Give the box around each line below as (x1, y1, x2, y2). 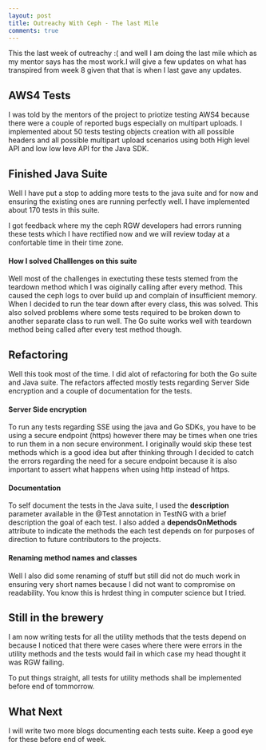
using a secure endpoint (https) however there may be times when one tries (8, 431, 258, 441)
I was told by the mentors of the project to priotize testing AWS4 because (8, 110, 250, 120)
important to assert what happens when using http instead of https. (8, 465, 230, 474)
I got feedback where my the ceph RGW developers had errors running (8, 221, 242, 230)
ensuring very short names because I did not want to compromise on (8, 579, 236, 588)
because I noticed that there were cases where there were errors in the (8, 640, 243, 650)
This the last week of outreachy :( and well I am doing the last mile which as (8, 49, 257, 58)
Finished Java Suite (8, 167, 108, 181)
